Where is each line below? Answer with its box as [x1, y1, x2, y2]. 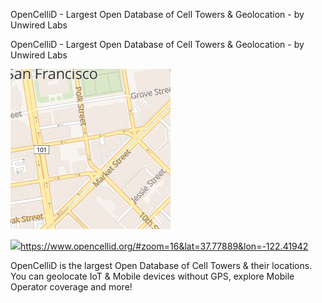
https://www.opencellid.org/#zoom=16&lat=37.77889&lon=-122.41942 [20, 240, 309, 252]
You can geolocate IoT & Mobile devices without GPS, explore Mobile [10, 270, 295, 282]
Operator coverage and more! [10, 281, 133, 293]
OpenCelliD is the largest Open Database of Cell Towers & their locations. [10, 260, 313, 271]
